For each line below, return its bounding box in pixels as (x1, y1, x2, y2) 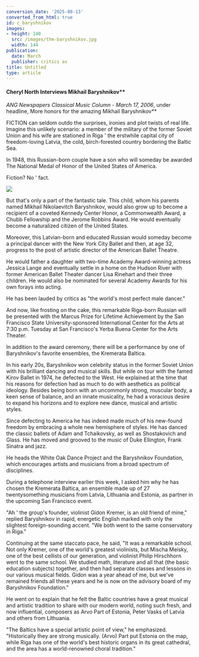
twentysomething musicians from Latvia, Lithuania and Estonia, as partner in (6, 491, 193, 498)
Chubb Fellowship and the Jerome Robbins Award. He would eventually (6, 216, 181, 223)
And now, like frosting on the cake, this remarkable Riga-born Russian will (6, 307, 187, 314)
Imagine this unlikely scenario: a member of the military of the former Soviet (6, 126, 192, 133)
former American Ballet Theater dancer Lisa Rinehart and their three (6, 271, 173, 278)
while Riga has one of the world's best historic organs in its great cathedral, (6, 639, 191, 646)
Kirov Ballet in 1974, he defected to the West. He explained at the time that (6, 374, 188, 381)
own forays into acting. (6, 283, 62, 291)
